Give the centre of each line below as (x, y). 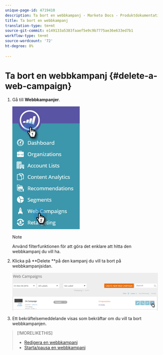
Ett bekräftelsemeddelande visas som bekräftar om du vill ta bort (77, 318)
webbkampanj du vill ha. (36, 251)
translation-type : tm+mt (30, 26)
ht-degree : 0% (19, 46)
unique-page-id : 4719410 (30, 10)
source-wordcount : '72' (29, 41)
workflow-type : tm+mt (27, 36)
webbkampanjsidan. (32, 266)
